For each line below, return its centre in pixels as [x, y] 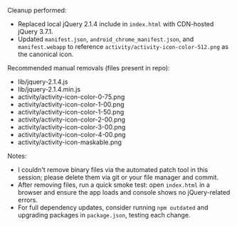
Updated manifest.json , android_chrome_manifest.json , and [106, 39]
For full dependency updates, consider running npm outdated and [113, 208]
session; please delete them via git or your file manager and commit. [118, 177]
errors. [27, 200]
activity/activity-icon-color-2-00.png [72, 119]
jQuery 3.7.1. [35, 32]
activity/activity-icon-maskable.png [70, 142]
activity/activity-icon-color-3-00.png [72, 127]
